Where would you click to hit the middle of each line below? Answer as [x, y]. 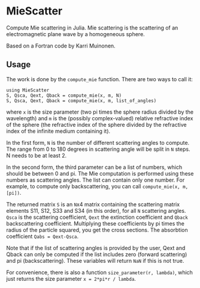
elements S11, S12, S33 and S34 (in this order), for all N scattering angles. [96, 210]
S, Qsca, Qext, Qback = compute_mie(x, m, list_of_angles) [81, 100]
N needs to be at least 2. [37, 155]
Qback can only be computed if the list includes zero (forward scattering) [97, 254]
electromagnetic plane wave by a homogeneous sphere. [75, 34]
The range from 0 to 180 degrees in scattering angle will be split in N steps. [98, 149]
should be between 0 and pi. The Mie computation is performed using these [100, 173]
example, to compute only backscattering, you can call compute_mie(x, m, [97, 186]
